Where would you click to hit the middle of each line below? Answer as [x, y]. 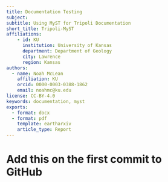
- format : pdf [29, 118]
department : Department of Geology [67, 51]
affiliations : [24, 34]
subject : [17, 17]
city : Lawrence [41, 57]
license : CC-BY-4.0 [31, 96]
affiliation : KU [38, 79]
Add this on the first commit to [84, 159]
